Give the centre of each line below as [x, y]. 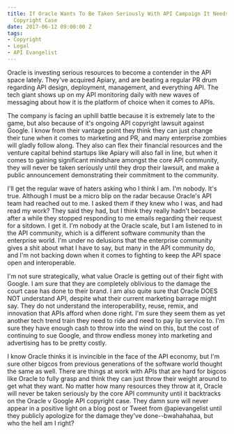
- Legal [18, 46]
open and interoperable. [42, 262]
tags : [15, 33]
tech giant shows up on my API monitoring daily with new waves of [103, 94]
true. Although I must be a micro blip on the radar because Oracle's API [110, 195]
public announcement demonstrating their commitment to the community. [113, 174]
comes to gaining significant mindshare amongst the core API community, [113, 160]
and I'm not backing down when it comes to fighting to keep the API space [114, 255]
